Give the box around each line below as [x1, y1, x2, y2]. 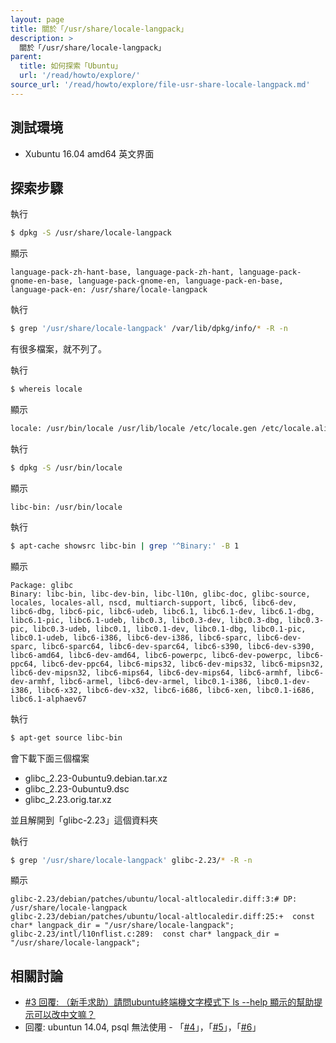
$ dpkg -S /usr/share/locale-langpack [10, 228, 172, 238]
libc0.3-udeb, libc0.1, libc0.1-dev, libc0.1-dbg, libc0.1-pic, [32, 624, 307, 634]
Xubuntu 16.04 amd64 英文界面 [24, 147, 155, 160]
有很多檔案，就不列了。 [10, 343, 107, 355]
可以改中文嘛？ [33, 1009, 96, 1021]
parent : [10, 52, 43, 62]
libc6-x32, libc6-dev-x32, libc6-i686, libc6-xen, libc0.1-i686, [36, 685, 315, 695]
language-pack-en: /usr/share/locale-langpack [10, 285, 208, 295]
